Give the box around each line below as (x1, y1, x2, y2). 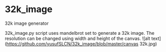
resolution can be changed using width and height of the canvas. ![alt (5, 35, 151, 41)
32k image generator (5, 20, 49, 26)
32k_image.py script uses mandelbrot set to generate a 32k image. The (5, 30, 155, 36)
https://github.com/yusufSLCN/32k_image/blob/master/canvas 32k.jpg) (6, 40, 157, 46)
